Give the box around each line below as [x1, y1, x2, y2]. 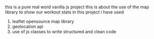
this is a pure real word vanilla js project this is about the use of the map [5, 4, 150, 10]
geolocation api [12, 24, 44, 29]
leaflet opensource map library [12, 19, 74, 24]
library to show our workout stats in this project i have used [5, 9, 124, 15]
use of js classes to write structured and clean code [12, 29, 116, 34]
